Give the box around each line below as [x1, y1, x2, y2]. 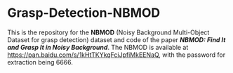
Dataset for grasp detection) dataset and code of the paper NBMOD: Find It [7, 35, 226, 44]
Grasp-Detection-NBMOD [7, 5, 161, 21]
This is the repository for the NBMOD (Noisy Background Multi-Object [7, 28, 210, 36]
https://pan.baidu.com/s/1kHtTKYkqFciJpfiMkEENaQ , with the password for [7, 51, 226, 59]
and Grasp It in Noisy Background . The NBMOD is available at [7, 43, 189, 51]
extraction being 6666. [7, 58, 74, 66]
